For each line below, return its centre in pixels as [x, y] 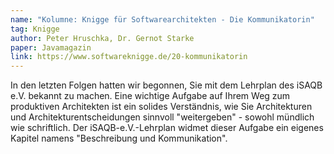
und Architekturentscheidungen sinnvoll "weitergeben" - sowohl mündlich [162, 117]
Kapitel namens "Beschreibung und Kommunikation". [119, 138]
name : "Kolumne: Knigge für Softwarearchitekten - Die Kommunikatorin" [162, 19]
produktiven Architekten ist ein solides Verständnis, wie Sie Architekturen [161, 107]
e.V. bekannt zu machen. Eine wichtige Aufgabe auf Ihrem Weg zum [150, 96]
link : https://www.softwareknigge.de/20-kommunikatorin [129, 57]
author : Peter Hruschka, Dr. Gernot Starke [102, 38]
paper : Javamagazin [51, 47]
